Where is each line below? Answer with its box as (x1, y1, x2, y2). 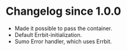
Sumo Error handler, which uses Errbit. (14, 37, 112, 45)
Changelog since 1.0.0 (5, 4, 122, 18)
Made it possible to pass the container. (14, 25, 112, 32)
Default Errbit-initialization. (14, 31, 82, 38)
